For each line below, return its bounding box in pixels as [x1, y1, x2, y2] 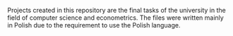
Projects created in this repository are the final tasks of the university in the [7, 6, 226, 14]
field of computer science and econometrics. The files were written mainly [7, 13, 224, 22]
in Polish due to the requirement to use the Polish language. [7, 21, 181, 29]
